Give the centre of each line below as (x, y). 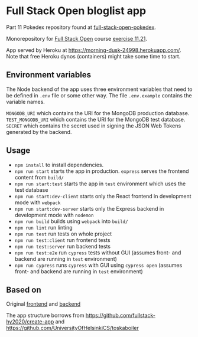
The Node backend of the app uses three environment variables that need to (99, 89)
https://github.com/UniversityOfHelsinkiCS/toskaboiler (72, 328)
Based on (24, 289)
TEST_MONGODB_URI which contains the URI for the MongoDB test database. (96, 119)
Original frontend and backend (43, 304)
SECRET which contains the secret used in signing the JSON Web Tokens (94, 126)
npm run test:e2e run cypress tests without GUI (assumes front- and (98, 253)
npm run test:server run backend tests (63, 246)
